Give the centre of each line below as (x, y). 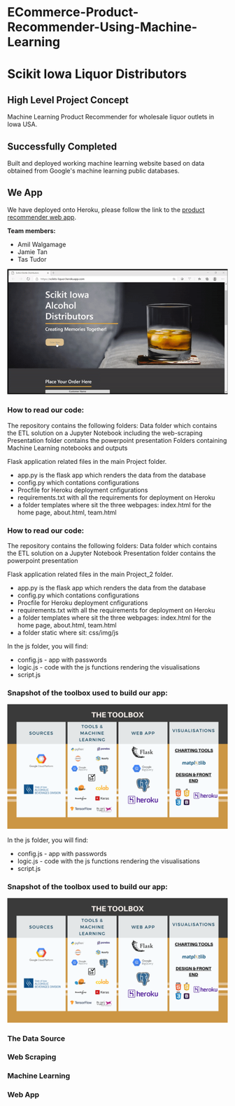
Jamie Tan (32, 252)
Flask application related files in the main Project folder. (87, 461)
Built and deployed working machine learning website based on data (106, 163)
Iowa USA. (22, 124)
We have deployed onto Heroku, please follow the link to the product (106, 209)
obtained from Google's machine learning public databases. (93, 171)
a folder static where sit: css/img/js (68, 633)
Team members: (31, 231)
